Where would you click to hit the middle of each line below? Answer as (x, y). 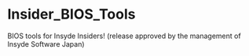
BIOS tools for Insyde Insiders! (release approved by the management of (124, 36)
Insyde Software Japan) (46, 44)
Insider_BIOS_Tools (71, 14)
